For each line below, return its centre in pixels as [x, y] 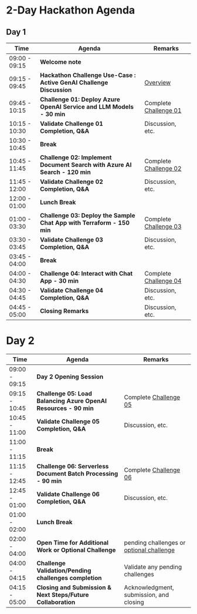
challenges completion [69, 578]
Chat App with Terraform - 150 [85, 223]
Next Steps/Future [63, 595]
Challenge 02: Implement [76, 157]
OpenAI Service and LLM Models [87, 107]
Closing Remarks [64, 311]
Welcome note [61, 62]
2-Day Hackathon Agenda [71, 10]
